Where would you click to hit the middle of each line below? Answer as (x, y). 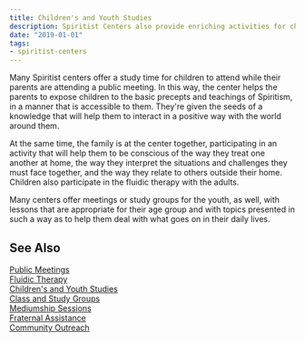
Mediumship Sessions (51, 308)
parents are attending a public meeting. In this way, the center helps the (144, 87)
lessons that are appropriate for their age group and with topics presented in (152, 209)
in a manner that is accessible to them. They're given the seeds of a (136, 106)
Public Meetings (39, 269)
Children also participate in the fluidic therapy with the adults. (124, 182)
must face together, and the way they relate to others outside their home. (146, 173)
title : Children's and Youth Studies (81, 18)
